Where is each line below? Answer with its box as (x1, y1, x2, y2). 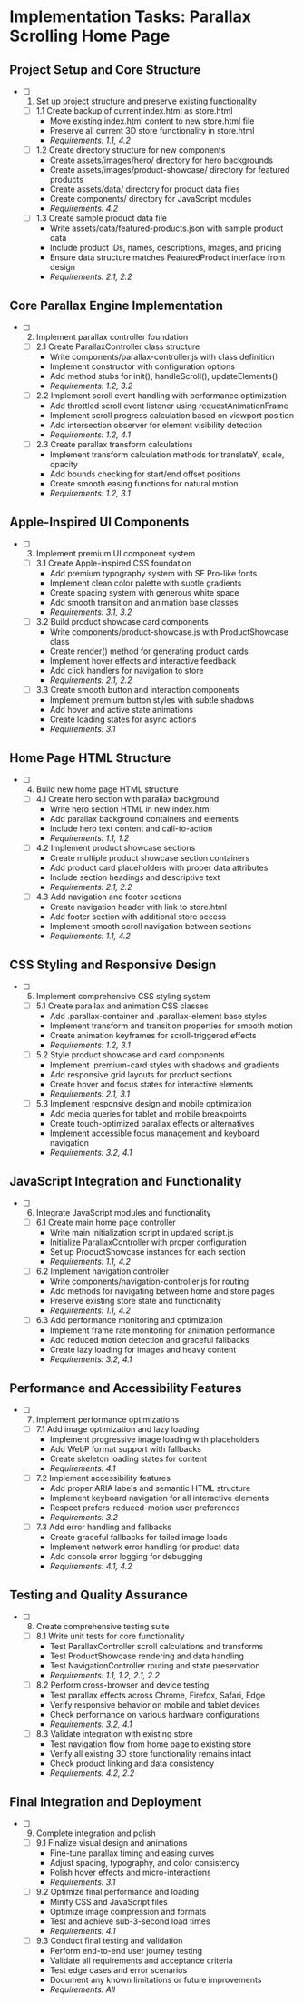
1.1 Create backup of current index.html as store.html (35, 105, 233, 115)
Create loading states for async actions (49, 714, 197, 725)
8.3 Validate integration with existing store (35, 1728, 193, 1739)
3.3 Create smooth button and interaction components (35, 685, 239, 696)
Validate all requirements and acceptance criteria (49, 1955, 233, 1966)
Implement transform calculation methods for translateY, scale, (49, 449, 285, 460)
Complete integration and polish (35, 1828, 156, 1839)
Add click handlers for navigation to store (49, 666, 204, 676)
